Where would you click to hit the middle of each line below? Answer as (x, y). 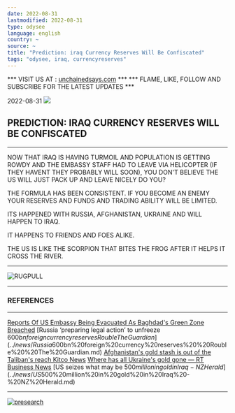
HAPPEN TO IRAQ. (34, 222)
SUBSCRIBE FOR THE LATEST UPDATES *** (71, 86)
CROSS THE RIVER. (35, 256)
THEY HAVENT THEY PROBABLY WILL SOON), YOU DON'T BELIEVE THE (113, 172)
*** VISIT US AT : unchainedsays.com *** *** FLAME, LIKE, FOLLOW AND (114, 79)
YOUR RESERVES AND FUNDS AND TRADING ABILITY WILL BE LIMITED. (112, 201)
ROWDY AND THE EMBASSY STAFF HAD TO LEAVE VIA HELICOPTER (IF (113, 164)
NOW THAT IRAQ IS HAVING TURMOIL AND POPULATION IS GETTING (109, 157)
